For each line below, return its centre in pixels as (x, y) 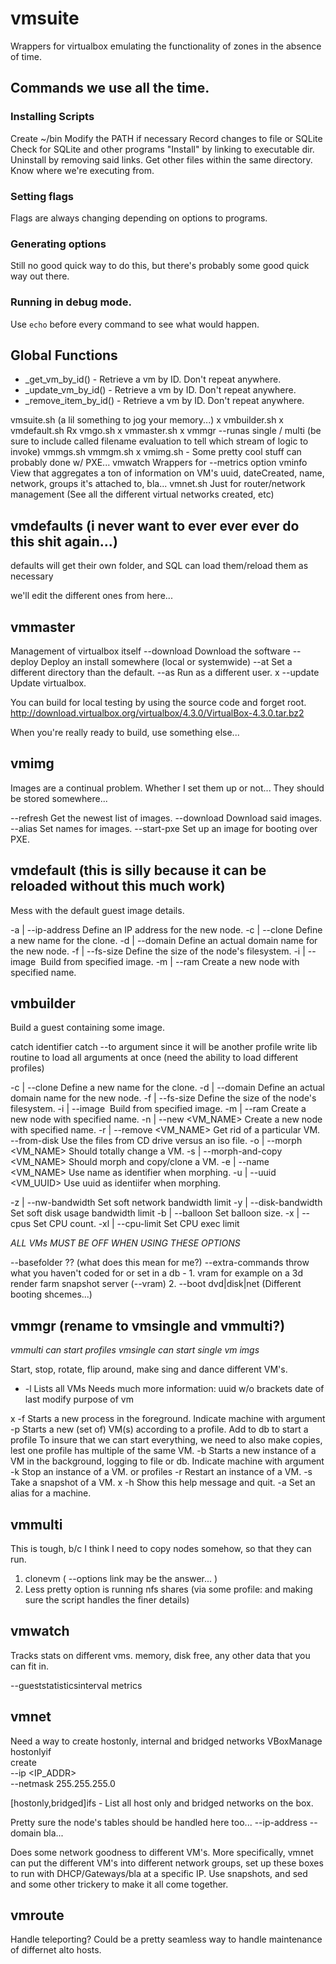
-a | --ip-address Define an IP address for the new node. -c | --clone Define (166, 929)
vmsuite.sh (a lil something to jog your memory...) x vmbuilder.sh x (147, 420)
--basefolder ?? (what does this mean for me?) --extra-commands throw (160, 1263)
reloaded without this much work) (118, 886)
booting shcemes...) (51, 1294)
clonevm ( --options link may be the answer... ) (121, 1579)
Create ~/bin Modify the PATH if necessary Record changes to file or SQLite (166, 138)
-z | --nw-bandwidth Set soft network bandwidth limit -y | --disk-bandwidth (166, 1203)
